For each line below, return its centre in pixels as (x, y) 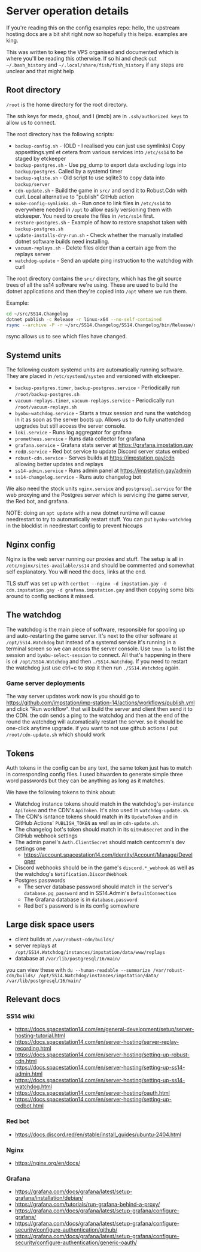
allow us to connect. (31, 122)
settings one (30, 848)
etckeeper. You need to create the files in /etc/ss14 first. (85, 216)
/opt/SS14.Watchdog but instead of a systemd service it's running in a (91, 642)
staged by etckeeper (40, 158)
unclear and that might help (40, 71)
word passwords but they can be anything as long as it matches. (86, 780)
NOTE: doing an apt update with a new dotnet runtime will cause (86, 513)
